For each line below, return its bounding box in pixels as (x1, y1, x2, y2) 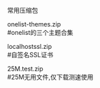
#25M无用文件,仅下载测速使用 (7, 73, 94, 81)
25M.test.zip (7, 65, 43, 73)
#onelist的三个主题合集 (7, 29, 73, 36)
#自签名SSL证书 (7, 51, 54, 59)
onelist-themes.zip (7, 20, 62, 28)
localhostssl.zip (7, 43, 52, 50)
